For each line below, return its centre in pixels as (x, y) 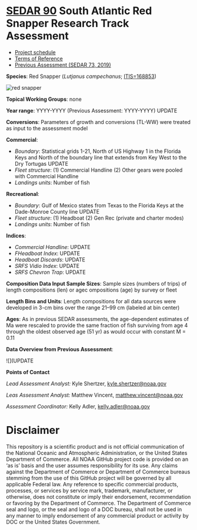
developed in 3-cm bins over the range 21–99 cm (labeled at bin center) (93, 307)
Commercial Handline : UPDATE (53, 247)
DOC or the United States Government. (53, 522)
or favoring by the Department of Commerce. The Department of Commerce (98, 503)
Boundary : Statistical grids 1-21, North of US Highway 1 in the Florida (98, 151)
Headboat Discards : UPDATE (50, 259)
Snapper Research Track (68, 23)
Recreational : (23, 194)
